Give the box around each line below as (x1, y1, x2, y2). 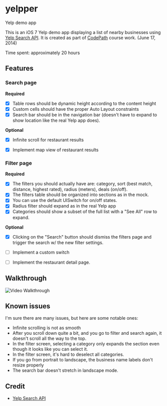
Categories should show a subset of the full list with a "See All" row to (12, 209, 157, 215)
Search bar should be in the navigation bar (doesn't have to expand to (12, 111, 157, 118)
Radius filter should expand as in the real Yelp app (12, 203, 116, 209)
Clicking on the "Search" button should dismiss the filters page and (12, 234, 152, 240)
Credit (5, 382, 25, 390)
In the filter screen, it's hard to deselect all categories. (12, 351, 124, 357)
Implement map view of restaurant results (12, 146, 99, 153)
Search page (5, 79, 37, 86)
